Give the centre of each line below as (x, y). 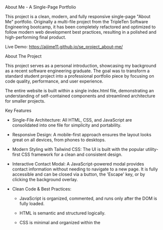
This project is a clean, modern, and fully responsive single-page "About (78, 16)
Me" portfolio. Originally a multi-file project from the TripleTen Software (77, 22)
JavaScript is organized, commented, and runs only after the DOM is (88, 198)
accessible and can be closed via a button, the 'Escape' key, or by (79, 174)
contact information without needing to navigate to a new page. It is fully (85, 169)
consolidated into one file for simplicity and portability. (67, 125)
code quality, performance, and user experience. (54, 81)
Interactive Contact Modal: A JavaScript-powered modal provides (78, 164)
